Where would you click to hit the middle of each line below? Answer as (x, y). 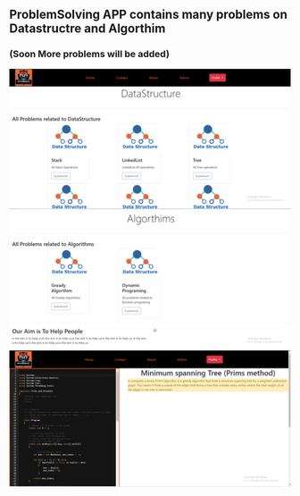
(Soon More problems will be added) (89, 55)
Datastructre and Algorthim (87, 29)
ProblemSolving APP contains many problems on (149, 15)
